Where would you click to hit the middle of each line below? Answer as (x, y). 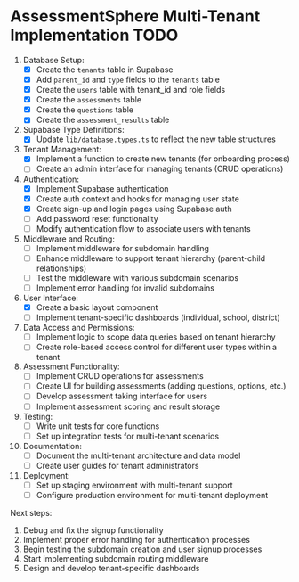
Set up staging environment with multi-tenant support (135, 485)
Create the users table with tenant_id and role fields (131, 90)
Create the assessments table (89, 100)
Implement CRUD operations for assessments (120, 376)
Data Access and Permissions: (79, 328)
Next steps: (31, 512)
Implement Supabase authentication (102, 188)
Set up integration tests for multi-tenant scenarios (128, 436)
